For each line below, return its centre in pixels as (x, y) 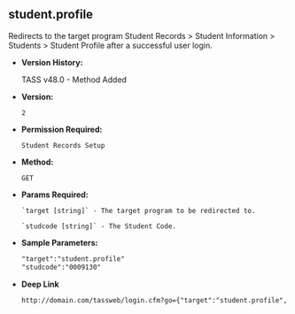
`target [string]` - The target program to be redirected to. (138, 211)
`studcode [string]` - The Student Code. (98, 226)
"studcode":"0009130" (61, 267)
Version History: (52, 62)
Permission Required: (62, 129)
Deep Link (40, 284)
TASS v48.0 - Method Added (74, 80)
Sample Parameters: (59, 242)
